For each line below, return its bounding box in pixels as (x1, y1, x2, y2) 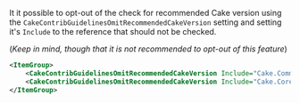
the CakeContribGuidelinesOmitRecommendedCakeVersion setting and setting (9, 17, 282, 28)
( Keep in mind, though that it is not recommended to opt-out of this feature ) (9, 44, 287, 54)
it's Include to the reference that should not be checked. (9, 27, 217, 36)
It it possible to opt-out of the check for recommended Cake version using (9, 8, 282, 18)
